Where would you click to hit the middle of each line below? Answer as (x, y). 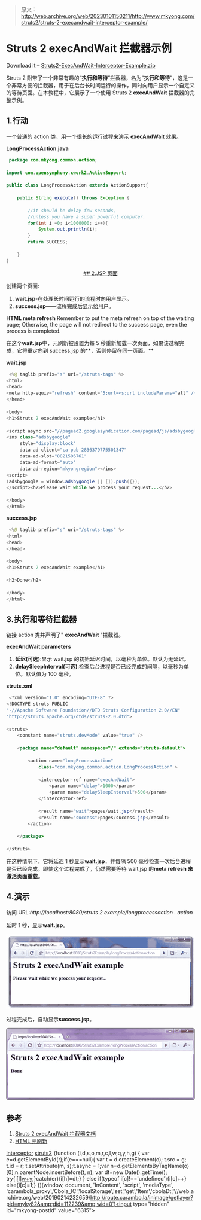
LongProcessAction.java (37, 148)
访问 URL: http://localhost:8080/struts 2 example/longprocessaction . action (100, 912)
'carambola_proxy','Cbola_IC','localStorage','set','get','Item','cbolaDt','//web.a (100, 1191)
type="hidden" (151, 1204)
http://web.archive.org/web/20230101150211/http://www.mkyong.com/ (108, 16)
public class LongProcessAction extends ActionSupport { (77, 185)
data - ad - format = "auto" (48, 462)
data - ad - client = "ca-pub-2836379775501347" (73, 450)
